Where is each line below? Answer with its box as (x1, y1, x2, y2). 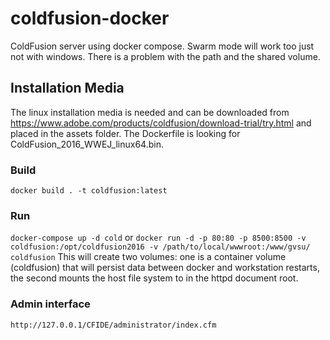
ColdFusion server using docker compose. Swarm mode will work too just (10, 40, 315, 52)
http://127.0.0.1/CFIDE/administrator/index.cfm (10, 320, 217, 330)
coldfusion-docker (10, 7, 170, 30)
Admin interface (10, 297, 91, 311)
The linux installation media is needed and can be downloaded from (10, 106, 290, 118)
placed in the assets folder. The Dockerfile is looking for (10, 127, 241, 139)
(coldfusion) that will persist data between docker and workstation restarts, (10, 262, 320, 274)
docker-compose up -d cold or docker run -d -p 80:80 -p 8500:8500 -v (10, 232, 307, 244)
